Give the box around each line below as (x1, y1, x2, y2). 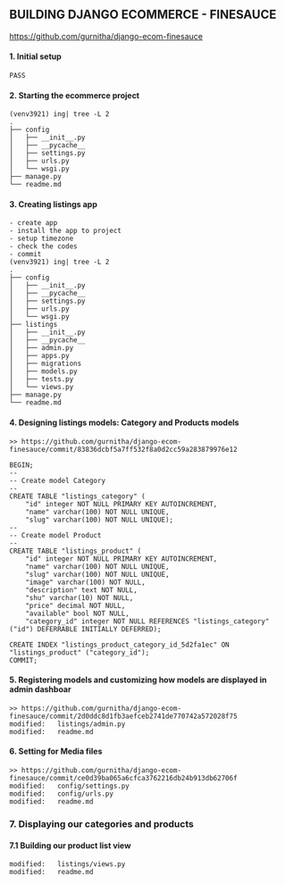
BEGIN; (9, 460, 34, 470)
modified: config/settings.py (9, 781, 130, 791)
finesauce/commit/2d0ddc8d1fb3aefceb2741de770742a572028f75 (9, 712, 239, 721)
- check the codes (9, 242, 78, 251)
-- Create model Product (9, 530, 102, 539)
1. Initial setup (9, 51, 63, 62)
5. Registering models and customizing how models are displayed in (9, 674, 267, 686)
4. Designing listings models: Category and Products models (9, 417, 239, 428)
